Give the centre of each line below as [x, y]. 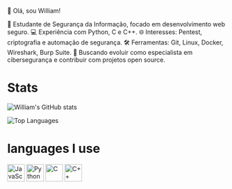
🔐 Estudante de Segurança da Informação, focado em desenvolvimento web [116, 24]
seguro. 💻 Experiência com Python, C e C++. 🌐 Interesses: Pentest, [105, 32]
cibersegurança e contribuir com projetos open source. [86, 60]
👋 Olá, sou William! [34, 11]
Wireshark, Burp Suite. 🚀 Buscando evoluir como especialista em [100, 52]
